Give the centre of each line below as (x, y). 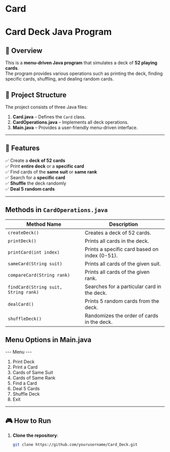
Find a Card (25, 383)
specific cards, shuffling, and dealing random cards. (59, 79)
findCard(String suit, (35, 287)
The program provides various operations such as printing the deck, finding (84, 73)
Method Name (44, 224)
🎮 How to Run (28, 421)
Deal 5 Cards (26, 389)
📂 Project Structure (36, 95)
